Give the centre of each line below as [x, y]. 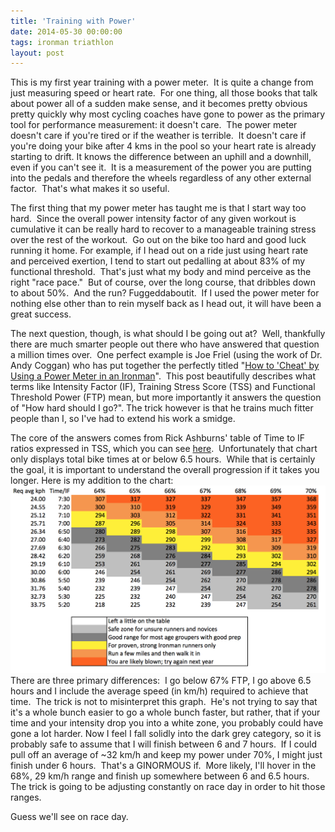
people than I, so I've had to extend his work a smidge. [123, 419]
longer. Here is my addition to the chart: [92, 481]
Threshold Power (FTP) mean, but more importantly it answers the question [166, 397]
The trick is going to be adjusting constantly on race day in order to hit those [168, 786]
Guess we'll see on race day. [69, 816]
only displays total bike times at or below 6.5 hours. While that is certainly [163, 459]
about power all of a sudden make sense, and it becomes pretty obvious [159, 104]
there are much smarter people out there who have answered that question [165, 344]
